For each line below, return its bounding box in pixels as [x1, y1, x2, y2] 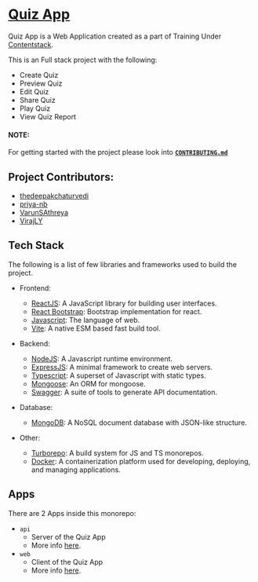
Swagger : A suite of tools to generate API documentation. [31, 387, 218, 397]
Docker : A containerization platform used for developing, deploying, [31, 456, 251, 466]
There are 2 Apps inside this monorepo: [8, 508, 136, 518]
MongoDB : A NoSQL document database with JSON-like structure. [31, 418, 247, 427]
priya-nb [19, 199, 49, 209]
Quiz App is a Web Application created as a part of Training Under [8, 31, 222, 41]
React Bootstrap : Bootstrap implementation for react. [31, 306, 202, 316]
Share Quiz [19, 95, 56, 104]
